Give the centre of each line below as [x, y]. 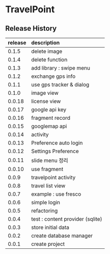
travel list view [48, 186]
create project [48, 244]
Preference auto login [57, 143]
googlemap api [49, 126]
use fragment [47, 169]
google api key [49, 110]
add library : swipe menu [61, 68]
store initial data [50, 227]
